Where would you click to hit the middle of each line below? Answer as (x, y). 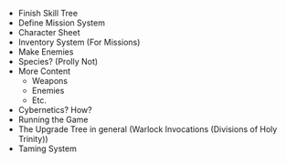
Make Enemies (46, 52)
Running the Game (53, 119)
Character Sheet (49, 32)
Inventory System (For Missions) (79, 42)
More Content (44, 71)
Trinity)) (33, 139)
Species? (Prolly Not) (58, 61)
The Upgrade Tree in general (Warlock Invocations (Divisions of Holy (148, 129)
